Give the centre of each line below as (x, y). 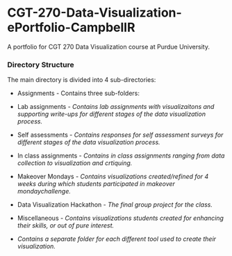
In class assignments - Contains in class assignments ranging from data (121, 156)
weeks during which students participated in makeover (96, 184)
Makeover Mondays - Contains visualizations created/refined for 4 (113, 177)
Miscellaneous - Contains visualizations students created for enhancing (121, 218)
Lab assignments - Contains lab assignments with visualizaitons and (116, 107)
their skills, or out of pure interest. (66, 225)
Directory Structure (41, 65)
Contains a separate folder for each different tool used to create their (117, 239)
